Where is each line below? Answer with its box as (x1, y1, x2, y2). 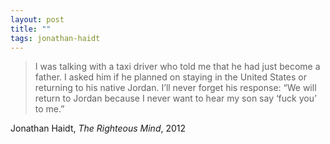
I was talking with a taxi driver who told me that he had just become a (34, 61, 321, 73)
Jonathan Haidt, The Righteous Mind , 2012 (10, 122, 187, 135)
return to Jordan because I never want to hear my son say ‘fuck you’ (34, 92, 317, 105)
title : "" (10, 24, 52, 34)
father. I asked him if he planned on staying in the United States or (34, 71, 307, 83)
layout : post (10, 14, 65, 25)
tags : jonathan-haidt (10, 33, 101, 43)
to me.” (34, 103, 65, 115)
